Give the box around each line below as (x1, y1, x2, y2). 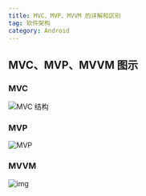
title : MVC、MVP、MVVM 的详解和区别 (8, 11, 121, 20)
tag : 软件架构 (8, 19, 51, 27)
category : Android (8, 26, 70, 34)
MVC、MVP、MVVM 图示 (8, 58, 139, 72)
